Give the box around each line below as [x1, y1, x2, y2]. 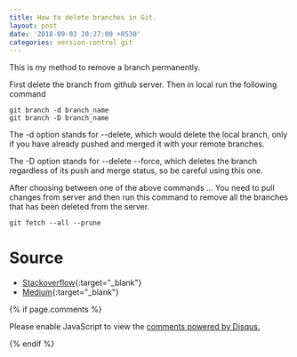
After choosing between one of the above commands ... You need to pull [9, 183, 276, 194]
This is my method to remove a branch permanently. [9, 62, 201, 73]
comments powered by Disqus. [146, 321, 261, 332]
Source [9, 248, 64, 268]
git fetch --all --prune [9, 218, 101, 227]
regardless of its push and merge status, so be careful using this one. [9, 165, 264, 176]
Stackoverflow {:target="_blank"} [21, 277, 142, 289]
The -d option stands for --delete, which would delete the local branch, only [9, 130, 288, 140]
